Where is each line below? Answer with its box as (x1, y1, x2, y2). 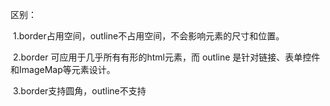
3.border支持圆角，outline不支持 (12, 85, 147, 97)
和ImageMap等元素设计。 (10, 64, 116, 75)
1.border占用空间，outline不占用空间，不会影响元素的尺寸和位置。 (12, 30, 285, 42)
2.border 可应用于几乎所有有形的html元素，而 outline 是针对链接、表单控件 (12, 51, 321, 63)
